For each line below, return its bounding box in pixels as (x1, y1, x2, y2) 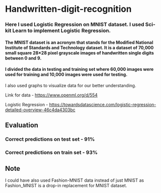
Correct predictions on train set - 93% (5, 149, 98, 156)
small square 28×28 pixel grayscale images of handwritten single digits (5, 50, 154, 56)
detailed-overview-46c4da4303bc (5, 107, 76, 113)
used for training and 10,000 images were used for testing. (5, 71, 128, 77)
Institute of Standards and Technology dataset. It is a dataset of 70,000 (5, 44, 154, 50)
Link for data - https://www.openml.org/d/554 (5, 92, 98, 98)
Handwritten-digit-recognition (5, 3, 132, 15)
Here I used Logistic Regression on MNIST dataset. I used (5, 21, 144, 28)
